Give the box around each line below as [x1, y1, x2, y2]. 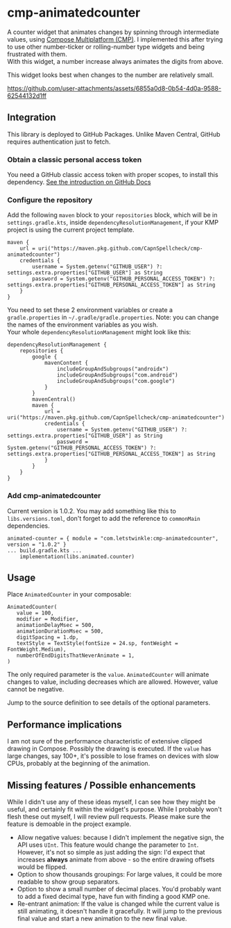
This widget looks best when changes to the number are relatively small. [7, 71, 214, 79]
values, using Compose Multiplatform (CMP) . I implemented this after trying [7, 35, 223, 43]
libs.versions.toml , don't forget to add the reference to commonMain [7, 514, 201, 522]
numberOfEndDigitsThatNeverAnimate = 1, [16, 652, 135, 660]
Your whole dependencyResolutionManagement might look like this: [7, 328, 191, 336]
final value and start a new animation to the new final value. [17, 914, 187, 923]
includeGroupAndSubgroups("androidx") [56, 366, 169, 372]
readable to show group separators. [17, 877, 120, 886]
